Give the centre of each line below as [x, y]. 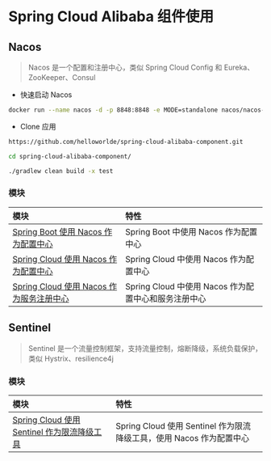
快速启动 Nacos [46, 95]
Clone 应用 [38, 126]
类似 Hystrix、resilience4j [71, 358]
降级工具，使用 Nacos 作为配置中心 [183, 438]
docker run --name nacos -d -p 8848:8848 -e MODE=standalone [113, 110]
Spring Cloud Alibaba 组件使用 [111, 17]
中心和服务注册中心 [169, 298]
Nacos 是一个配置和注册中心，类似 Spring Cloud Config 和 [125, 67]
